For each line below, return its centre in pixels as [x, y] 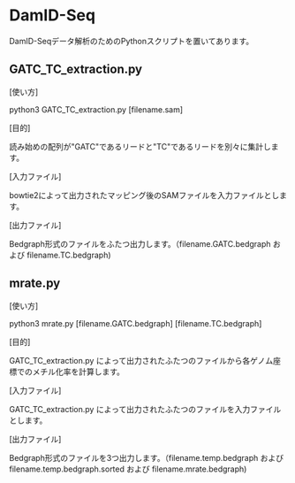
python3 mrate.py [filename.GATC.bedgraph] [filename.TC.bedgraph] [136, 323]
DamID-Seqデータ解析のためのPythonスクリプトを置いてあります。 [132, 41]
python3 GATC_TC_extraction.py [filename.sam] [96, 109]
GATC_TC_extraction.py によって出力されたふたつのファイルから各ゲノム [141, 360]
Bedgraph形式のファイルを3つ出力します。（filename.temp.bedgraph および [147, 457]
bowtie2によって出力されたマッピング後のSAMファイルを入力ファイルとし [144, 195]
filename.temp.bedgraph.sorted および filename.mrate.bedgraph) [128, 469]
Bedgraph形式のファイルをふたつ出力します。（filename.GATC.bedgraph [140, 243]
